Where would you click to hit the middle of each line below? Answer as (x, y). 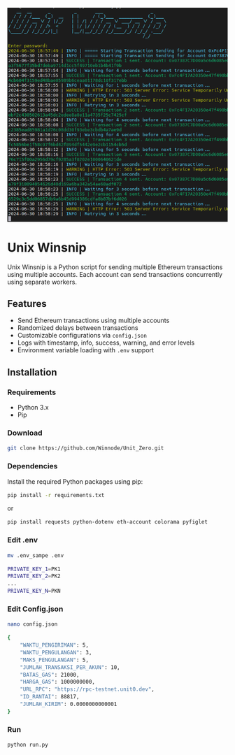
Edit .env (23, 540)
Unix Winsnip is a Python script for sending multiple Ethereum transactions (115, 267)
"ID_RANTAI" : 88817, (50, 697)
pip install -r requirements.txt (56, 495)
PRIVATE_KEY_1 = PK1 (34, 569)
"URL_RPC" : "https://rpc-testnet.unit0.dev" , (87, 689)
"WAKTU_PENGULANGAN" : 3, (56, 652)
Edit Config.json (35, 609)
